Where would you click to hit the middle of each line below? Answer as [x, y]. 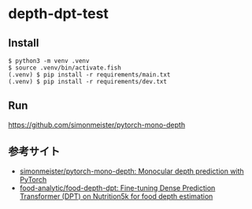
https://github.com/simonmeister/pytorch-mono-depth [97, 125]
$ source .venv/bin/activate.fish [65, 68]
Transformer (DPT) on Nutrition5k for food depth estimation [116, 196]
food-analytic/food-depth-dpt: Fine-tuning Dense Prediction [117, 188]
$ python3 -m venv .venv [49, 61]
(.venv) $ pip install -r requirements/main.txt [89, 75]
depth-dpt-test [58, 14]
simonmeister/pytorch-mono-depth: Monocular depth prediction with [132, 171]
